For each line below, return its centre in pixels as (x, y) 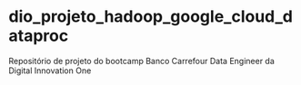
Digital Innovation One (50, 71)
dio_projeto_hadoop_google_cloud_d (150, 17)
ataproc (39, 36)
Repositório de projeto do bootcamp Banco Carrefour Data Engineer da (141, 61)
